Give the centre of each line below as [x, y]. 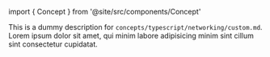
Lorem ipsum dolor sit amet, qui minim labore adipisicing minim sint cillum [131, 36]
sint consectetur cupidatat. [53, 44]
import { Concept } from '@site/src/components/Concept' [105, 12]
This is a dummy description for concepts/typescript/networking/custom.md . [135, 27]
